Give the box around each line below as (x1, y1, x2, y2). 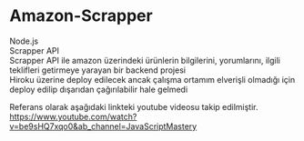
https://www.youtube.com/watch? (9, 111, 137, 122)
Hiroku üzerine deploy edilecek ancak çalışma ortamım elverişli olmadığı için (9, 74, 296, 85)
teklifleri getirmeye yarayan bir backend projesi (9, 65, 187, 76)
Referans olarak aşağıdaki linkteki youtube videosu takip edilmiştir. (9, 101, 258, 112)
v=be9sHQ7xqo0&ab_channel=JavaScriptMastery (9, 120, 198, 132)
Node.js (9, 35, 39, 46)
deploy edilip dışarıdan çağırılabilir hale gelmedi (9, 84, 188, 95)
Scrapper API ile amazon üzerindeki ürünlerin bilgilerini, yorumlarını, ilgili (9, 55, 280, 65)
